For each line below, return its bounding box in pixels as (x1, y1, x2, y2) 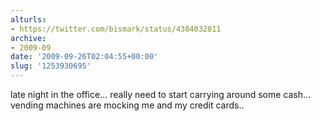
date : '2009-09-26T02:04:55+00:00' (10, 52, 159, 62)
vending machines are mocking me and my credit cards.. (10, 99, 245, 111)
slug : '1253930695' (10, 61, 92, 71)
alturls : (10, 14, 47, 25)
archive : (10, 33, 47, 43)
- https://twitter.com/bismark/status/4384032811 (10, 24, 222, 34)
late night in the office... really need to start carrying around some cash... (10, 89, 312, 100)
